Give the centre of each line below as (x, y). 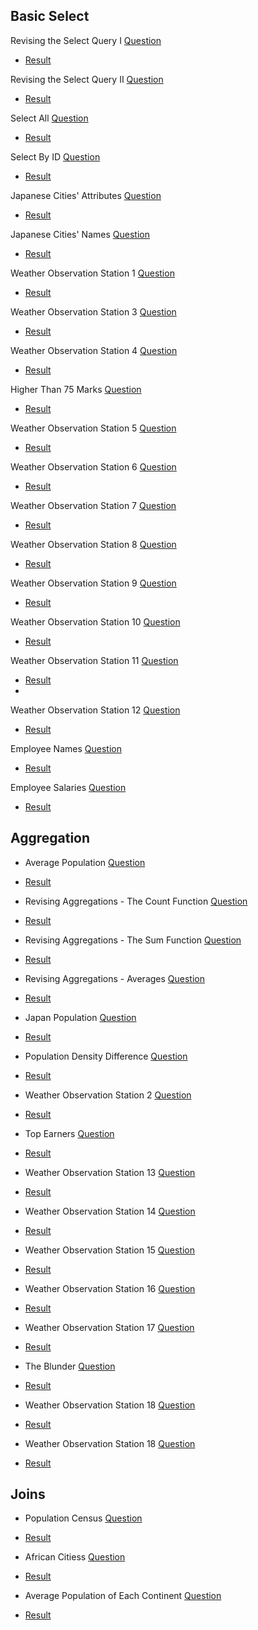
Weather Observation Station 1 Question (92, 273)
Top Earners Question (69, 1133)
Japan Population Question (80, 1017)
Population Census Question (83, 1518)
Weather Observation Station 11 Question (94, 660)
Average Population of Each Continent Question (123, 1596)
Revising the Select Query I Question (86, 40)
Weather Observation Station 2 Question (108, 1095)
